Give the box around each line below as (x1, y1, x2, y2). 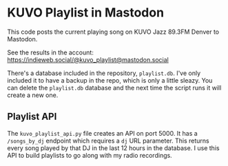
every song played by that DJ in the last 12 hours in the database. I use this (7, 143, 220, 152)
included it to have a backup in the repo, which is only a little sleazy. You (7, 76, 213, 84)
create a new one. (7, 91, 59, 99)
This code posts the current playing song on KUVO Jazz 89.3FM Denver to (7, 28, 219, 36)
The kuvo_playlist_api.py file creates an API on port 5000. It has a (7, 129, 198, 137)
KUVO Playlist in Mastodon (7, 5, 164, 21)
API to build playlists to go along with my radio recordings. (7, 151, 172, 159)
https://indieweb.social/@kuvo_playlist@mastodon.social (7, 55, 169, 63)
